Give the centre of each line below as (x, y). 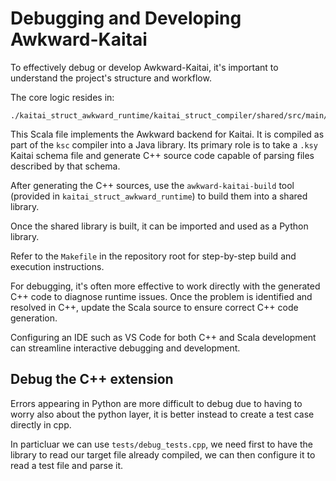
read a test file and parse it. (67, 465)
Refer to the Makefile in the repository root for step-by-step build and (153, 256)
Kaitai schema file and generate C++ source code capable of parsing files (162, 155)
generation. (34, 318)
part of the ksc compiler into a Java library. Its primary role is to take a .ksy (164, 144)
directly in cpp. (41, 424)
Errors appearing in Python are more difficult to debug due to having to (156, 403)
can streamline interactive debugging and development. (125, 348)
